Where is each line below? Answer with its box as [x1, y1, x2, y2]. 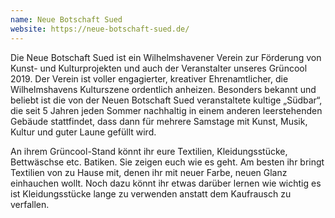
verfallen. [10, 198, 50, 210]
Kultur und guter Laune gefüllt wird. [10, 126, 157, 138]
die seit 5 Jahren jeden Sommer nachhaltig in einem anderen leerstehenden [10, 104, 323, 116]
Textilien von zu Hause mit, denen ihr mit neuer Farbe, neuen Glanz [10, 166, 288, 178]
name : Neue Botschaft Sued [10, 14, 123, 25]
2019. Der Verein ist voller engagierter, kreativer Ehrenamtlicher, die [10, 72, 289, 85]
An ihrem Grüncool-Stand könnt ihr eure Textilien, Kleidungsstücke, [10, 145, 288, 157]
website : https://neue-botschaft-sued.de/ [10, 24, 190, 34]
